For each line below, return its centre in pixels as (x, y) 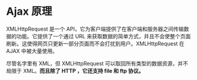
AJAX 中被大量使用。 (32, 51)
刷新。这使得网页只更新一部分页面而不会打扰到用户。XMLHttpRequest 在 (96, 44)
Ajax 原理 (29, 11)
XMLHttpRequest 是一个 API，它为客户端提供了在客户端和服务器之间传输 (95, 29)
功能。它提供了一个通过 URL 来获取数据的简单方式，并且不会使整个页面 (104, 36)
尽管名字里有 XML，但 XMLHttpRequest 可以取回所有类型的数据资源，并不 (97, 63)
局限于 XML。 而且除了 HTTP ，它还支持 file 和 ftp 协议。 (75, 71)
